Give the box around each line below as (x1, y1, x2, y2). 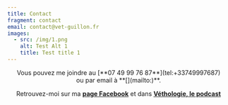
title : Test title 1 (20, 50, 80, 57)
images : (7, 29, 30, 37)
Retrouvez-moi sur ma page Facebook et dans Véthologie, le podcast (16, 89, 221, 98)
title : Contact (7, 10, 52, 17)
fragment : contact (7, 17, 61, 24)
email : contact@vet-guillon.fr (7, 23, 100, 30)
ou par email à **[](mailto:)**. (76, 76, 161, 84)
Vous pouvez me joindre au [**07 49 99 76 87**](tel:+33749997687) (16, 68, 221, 77)
